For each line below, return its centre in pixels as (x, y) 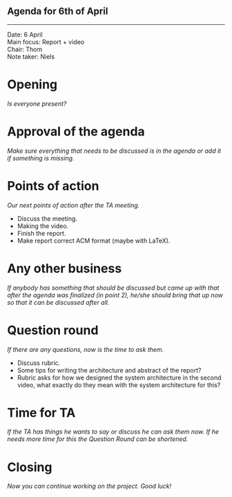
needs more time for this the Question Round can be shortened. (98, 439)
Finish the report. (41, 233)
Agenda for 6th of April (58, 11)
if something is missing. (41, 158)
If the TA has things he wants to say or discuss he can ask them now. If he (113, 432)
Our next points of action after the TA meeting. (74, 205)
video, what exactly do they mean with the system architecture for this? (119, 385)
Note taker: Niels (31, 56)
